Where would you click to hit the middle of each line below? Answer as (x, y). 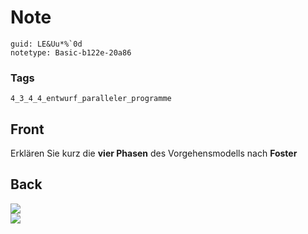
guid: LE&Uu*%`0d (46, 44)
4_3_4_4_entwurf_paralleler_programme (91, 99)
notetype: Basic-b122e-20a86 (71, 52)
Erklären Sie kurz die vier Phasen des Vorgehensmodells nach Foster (154, 153)
